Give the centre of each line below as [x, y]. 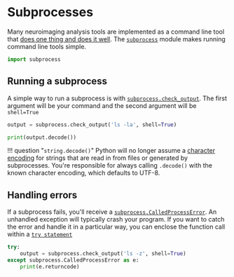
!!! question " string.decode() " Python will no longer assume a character [111, 151]
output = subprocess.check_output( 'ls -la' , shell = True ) [92, 124]
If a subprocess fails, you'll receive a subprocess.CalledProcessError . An [112, 212]
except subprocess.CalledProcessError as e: [73, 260]
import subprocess [34, 59]
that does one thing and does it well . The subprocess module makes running [116, 39]
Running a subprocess [57, 81]
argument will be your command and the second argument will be [102, 105]
